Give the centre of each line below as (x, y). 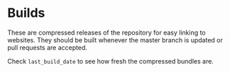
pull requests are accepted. (47, 47)
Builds (26, 13)
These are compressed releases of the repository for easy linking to (106, 32)
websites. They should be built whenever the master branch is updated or (115, 40)
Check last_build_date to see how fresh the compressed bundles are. (111, 61)
